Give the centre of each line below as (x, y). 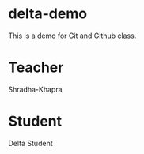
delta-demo (48, 14)
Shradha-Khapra (35, 89)
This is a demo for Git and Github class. (72, 36)
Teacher (36, 68)
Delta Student (30, 143)
